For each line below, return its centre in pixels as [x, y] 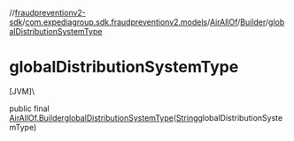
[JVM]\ [22, 91]
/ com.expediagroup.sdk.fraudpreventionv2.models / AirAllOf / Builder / [145, 22]
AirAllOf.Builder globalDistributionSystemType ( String [104, 117]
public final [30, 108]
